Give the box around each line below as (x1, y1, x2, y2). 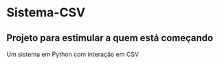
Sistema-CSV (6, 5, 86, 21)
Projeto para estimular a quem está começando (6, 32, 214, 44)
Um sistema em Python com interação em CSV (6, 50, 139, 58)
